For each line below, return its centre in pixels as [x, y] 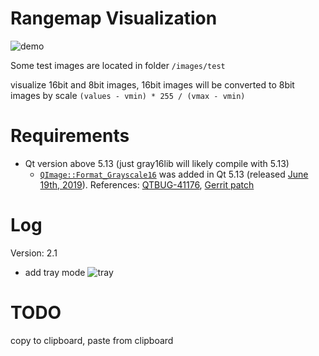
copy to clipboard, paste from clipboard [92, 340]
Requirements [70, 136]
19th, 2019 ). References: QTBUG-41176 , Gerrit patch [147, 184]
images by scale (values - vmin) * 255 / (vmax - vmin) [128, 95]
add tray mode [55, 272]
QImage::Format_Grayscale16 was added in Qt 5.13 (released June [174, 174]
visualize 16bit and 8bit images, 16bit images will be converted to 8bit [152, 84]
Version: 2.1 [34, 253]
